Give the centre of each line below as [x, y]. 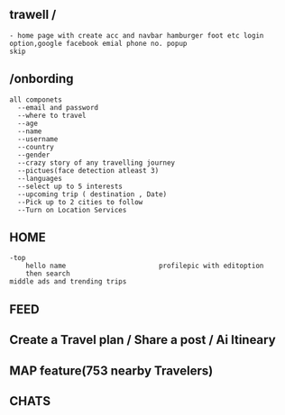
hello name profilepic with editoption [145, 266]
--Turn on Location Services [72, 210]
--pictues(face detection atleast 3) [88, 170]
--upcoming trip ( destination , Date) [92, 194]
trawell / [33, 15]
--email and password [58, 107]
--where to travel [52, 115]
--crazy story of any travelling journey [97, 162]
